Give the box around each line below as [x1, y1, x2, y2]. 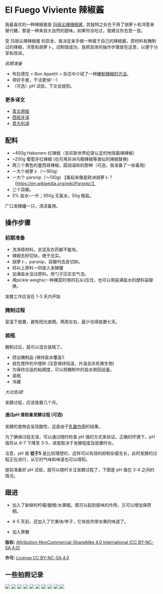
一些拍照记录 [5, 571, 44, 579]
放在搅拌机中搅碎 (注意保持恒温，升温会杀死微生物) [12, 361, 114, 366]
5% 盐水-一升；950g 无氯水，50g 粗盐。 [12, 193, 94, 199]
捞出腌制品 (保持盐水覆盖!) [12, 354, 65, 361]
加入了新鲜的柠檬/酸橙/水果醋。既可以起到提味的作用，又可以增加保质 [12, 502, 151, 508]
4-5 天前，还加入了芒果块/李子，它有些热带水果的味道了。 [12, 518, 129, 524]
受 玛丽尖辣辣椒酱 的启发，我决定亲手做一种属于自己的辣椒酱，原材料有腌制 [5, 38, 156, 44]
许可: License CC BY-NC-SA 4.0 [5, 555, 69, 561]
